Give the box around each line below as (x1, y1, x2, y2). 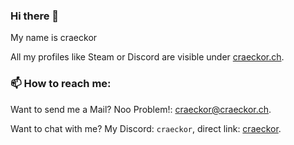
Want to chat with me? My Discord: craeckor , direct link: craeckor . (10, 122, 282, 134)
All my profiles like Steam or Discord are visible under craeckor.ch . (10, 51, 285, 63)
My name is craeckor (10, 32, 98, 44)
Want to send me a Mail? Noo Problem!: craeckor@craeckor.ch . (10, 103, 272, 115)
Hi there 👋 (10, 9, 60, 23)
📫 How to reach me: (10, 77, 112, 91)
